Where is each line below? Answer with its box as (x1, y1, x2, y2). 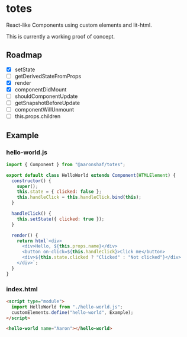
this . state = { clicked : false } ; (17, 189, 102, 195)
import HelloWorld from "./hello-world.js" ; (11, 304, 123, 310)
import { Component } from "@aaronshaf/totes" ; (6, 161, 126, 167)
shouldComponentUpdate (14, 93, 78, 100)
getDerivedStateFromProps (14, 72, 82, 80)
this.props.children (14, 113, 61, 120)
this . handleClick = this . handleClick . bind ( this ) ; (17, 195, 142, 201)
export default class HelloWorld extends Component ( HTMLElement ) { (6, 172, 176, 178)
